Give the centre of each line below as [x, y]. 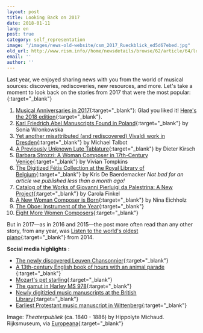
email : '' [19, 57]
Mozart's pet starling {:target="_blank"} [64, 279]
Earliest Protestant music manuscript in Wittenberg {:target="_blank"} [101, 305]
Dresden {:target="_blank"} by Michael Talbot [71, 142]
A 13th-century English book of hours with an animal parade [90, 267]
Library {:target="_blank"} [47, 299]
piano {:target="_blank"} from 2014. [50, 237]
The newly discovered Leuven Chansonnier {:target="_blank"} [92, 260]
